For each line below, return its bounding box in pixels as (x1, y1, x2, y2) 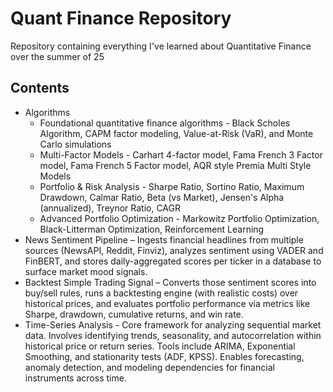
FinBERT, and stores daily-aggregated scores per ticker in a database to (24, 255, 322, 267)
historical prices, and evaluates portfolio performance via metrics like (24, 297, 311, 309)
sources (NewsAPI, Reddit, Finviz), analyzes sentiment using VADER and (24, 244, 324, 256)
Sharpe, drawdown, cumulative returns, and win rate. (24, 308, 244, 320)
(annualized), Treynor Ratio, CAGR (39, 202, 182, 214)
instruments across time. (24, 372, 127, 384)
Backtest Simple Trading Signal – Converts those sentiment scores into (24, 276, 317, 288)
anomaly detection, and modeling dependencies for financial (24, 361, 275, 373)
